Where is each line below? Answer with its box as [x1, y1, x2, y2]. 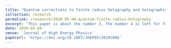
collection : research [5, 12, 51, 17]
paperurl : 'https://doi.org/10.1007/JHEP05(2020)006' [5, 35, 122, 40]
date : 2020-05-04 [5, 26, 42, 31]
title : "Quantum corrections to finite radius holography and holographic [5, 7, 167, 12]
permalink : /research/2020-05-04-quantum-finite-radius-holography [5, 16, 152, 21]
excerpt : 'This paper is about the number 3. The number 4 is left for [5, 21, 160, 26]
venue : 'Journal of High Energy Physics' [5, 30, 95, 35]
